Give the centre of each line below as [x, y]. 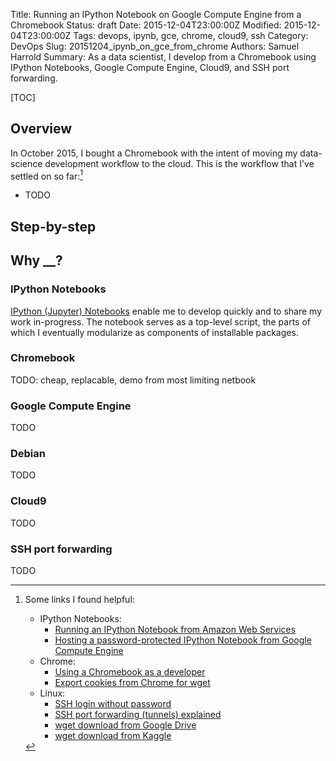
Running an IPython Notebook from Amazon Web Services [175, 630]
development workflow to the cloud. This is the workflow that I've [179, 163]
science [26, 163]
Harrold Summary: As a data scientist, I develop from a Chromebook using [163, 57]
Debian [28, 454]
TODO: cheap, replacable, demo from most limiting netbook [133, 380]
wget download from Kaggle [113, 736]
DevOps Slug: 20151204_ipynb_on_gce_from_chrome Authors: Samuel [155, 46]
